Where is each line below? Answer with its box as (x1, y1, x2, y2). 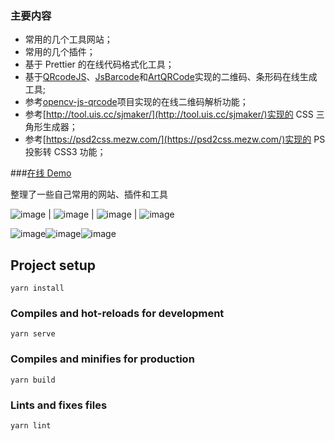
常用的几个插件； (24, 46, 96, 58)
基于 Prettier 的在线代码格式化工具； (24, 58, 175, 71)
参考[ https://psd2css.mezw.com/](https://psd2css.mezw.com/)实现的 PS (24, 133, 326, 146)
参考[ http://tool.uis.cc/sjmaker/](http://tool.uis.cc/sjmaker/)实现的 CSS (24, 108, 314, 121)
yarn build (10, 375, 56, 385)
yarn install (10, 283, 65, 294)
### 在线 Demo (10, 167, 72, 179)
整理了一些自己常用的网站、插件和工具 (10, 188, 168, 201)
